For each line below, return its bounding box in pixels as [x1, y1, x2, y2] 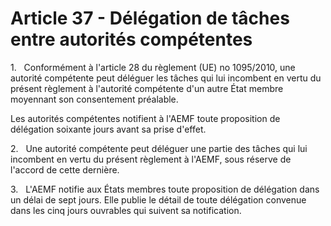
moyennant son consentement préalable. [10, 93, 179, 105]
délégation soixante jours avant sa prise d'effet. [10, 123, 207, 135]
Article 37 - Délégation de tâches [10, 7, 290, 30]
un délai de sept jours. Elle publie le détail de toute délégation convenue [10, 193, 307, 206]
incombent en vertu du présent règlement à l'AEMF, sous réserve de [10, 153, 292, 165]
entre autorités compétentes [10, 28, 253, 51]
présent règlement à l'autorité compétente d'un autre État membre [10, 82, 284, 94]
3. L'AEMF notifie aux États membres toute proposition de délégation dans [10, 183, 320, 195]
